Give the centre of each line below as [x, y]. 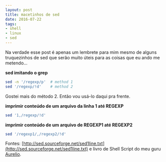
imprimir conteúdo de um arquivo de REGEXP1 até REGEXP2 [69, 125]
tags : [11, 24]
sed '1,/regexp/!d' [26, 115]
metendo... [16, 63]
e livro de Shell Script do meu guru [125, 149]
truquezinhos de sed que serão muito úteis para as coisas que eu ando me [82, 57]
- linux [13, 33]
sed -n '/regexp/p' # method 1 [39, 82]
